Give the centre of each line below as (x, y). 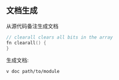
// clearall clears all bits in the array (59, 37)
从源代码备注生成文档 (32, 26)
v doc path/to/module (33, 72)
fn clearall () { (26, 43)
